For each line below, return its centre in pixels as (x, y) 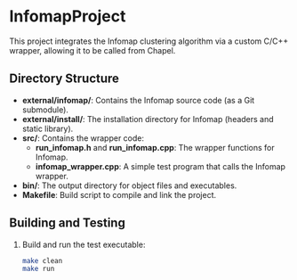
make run (38, 269)
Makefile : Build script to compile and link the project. (119, 194)
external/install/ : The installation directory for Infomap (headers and (148, 119)
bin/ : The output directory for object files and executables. (129, 185)
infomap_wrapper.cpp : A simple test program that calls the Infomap (161, 166)
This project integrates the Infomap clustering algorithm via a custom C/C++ (149, 41)
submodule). (45, 110)
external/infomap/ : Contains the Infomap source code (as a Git (138, 100)
